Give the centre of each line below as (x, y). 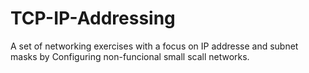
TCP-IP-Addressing (93, 18)
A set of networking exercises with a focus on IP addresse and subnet (154, 46)
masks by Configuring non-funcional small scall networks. (130, 56)
